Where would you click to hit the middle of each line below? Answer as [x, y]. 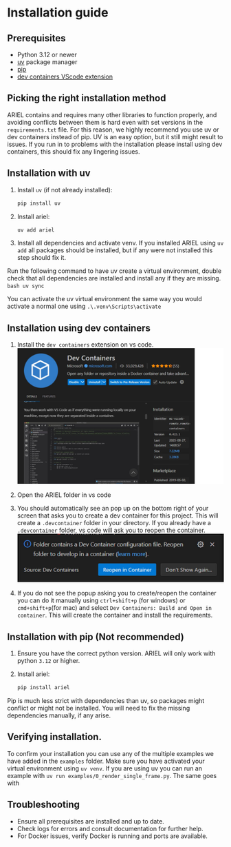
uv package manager [47, 62]
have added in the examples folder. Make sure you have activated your [106, 761]
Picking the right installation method [87, 98]
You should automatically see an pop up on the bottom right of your [113, 508]
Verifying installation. [54, 737]
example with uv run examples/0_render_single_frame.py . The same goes [112, 775]
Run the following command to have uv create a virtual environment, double [114, 271]
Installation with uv [49, 173]
